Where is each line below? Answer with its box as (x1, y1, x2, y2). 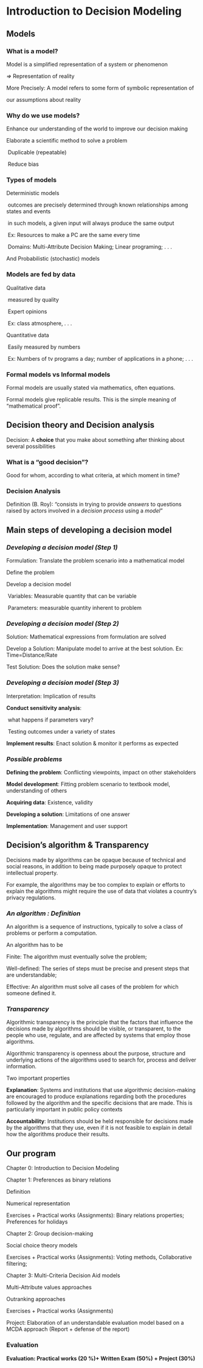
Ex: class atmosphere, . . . (7, 319, 72, 327)
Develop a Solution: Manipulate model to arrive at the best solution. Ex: (6, 645, 184, 653)
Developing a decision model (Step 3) (6, 678, 120, 687)
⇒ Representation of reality (6, 72, 75, 80)
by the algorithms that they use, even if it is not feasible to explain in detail (6, 1124, 192, 1132)
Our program (6, 1148, 56, 1158)
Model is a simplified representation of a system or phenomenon (6, 60, 168, 68)
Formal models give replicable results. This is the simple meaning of (6, 396, 176, 403)
